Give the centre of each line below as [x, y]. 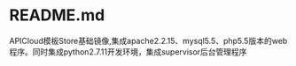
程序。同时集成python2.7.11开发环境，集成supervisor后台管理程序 [128, 51]
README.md [57, 15]
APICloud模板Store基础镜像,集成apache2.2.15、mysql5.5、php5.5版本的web [148, 40]
